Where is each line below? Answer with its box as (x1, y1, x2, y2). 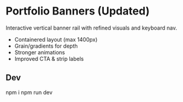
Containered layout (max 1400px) (14, 36, 98, 43)
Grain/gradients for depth (14, 42, 78, 49)
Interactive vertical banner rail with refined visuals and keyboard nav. (5, 24, 178, 31)
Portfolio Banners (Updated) (5, 4, 150, 18)
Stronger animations (14, 48, 65, 56)
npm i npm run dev (5, 89, 53, 96)
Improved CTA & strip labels (14, 55, 84, 62)
